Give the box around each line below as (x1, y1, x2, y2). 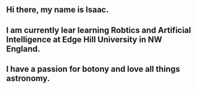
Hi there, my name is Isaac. (6, 5, 109, 15)
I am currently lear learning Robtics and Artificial (6, 25, 192, 35)
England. (6, 44, 41, 54)
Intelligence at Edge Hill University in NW (6, 34, 163, 44)
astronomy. (6, 73, 50, 84)
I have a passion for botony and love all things (6, 64, 181, 74)
